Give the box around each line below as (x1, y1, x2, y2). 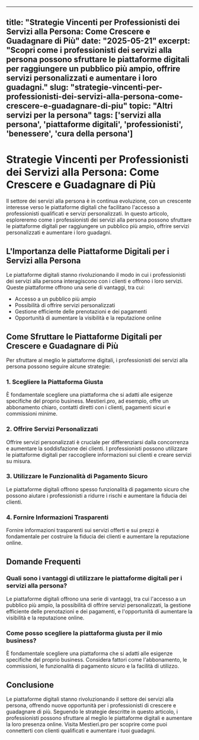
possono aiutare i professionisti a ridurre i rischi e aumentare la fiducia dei (6, 492, 187, 499)
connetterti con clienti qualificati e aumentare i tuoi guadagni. (6, 727, 156, 734)
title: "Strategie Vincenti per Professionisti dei (6, 17, 180, 27)
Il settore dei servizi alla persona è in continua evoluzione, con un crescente (6, 197, 191, 205)
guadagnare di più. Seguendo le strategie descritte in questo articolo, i (6, 708, 178, 715)
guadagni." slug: (6, 83, 69, 93)
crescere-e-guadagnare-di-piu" (6, 101, 128, 111)
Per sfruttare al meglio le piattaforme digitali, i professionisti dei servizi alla (6, 356, 188, 363)
